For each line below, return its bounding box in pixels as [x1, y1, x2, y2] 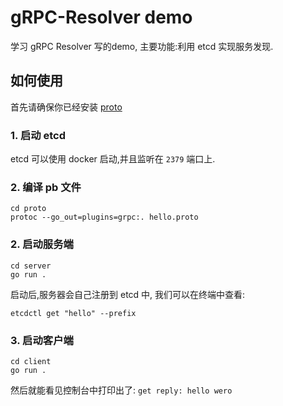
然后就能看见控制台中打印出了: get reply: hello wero [10, 384, 233, 396]
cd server [10, 261, 52, 271]
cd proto [10, 204, 47, 214]
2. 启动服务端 [10, 237, 74, 251]
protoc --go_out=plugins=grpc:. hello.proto [10, 212, 199, 223]
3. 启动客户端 [10, 333, 74, 347]
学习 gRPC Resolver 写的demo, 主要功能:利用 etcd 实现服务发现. [10, 40, 274, 52]
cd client [10, 356, 52, 366]
